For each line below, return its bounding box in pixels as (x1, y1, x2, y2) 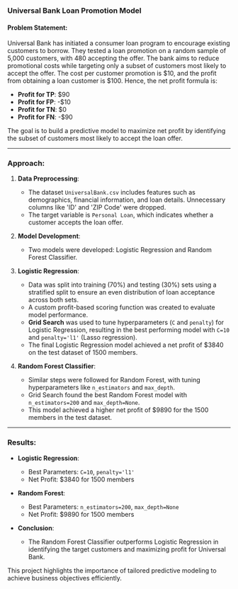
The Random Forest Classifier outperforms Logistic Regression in (28, 537, 219, 546)
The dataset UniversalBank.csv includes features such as (28, 188, 196, 197)
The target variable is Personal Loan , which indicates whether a (28, 211, 214, 219)
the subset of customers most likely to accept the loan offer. (7, 134, 183, 143)
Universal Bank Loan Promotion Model (7, 6, 142, 16)
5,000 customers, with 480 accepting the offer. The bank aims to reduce (7, 54, 220, 62)
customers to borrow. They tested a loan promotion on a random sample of (7, 47, 227, 55)
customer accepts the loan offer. (28, 218, 124, 227)
